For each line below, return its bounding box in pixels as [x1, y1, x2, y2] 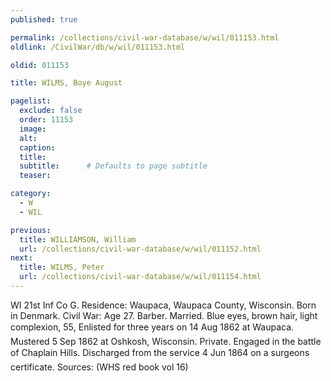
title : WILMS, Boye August [10, 78, 123, 88]
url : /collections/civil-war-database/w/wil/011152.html [19, 244, 262, 254]
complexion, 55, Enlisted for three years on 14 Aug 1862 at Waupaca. [10, 321, 295, 333]
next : [10, 253, 33, 263]
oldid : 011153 [10, 60, 70, 70]
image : [19, 124, 47, 134]
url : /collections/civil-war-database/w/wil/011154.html [19, 272, 262, 282]
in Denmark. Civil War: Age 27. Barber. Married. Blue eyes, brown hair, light [10, 309, 318, 321]
